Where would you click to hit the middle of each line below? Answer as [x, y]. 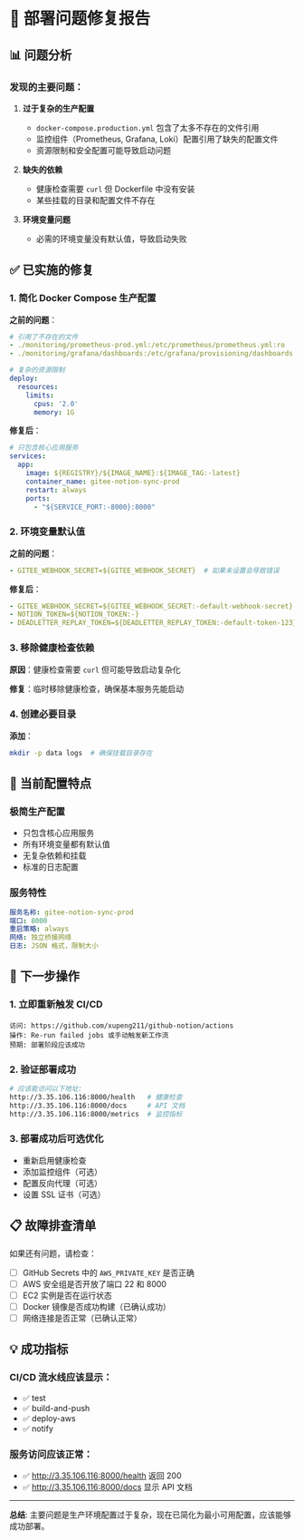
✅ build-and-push [56, 1408]
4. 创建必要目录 [43, 715]
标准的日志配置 [50, 867]
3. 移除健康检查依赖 [52, 648]
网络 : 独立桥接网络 [41, 938]
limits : [40, 395]
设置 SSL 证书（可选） [64, 1194]
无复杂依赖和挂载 [54, 856]
